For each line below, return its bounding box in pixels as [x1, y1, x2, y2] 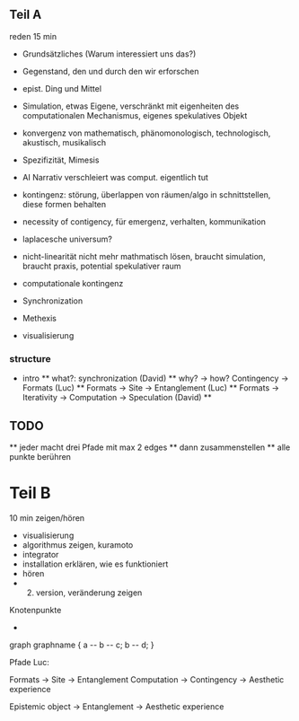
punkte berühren [9, 451, 72, 462]
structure [9, 352, 51, 365]
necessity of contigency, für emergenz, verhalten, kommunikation [22, 215, 267, 227]
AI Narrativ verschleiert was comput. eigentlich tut [22, 171, 209, 182]
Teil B [9, 483, 51, 504]
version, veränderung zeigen [35, 587, 143, 598]
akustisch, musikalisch [22, 136, 106, 147]
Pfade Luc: [9, 656, 49, 667]
